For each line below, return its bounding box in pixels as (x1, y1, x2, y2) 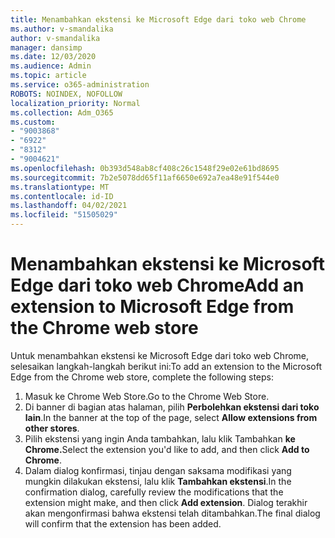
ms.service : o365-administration (10, 80, 150, 90)
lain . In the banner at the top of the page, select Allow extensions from (24, 411, 318, 423)
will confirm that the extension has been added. (24, 517, 222, 530)
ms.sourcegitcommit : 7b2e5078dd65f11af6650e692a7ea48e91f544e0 (10, 172, 280, 183)
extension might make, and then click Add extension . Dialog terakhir (24, 496, 308, 508)
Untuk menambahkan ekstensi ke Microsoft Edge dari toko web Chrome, (10, 349, 310, 361)
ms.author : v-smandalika (10, 24, 114, 34)
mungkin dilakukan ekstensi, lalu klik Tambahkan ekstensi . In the (24, 475, 292, 487)
